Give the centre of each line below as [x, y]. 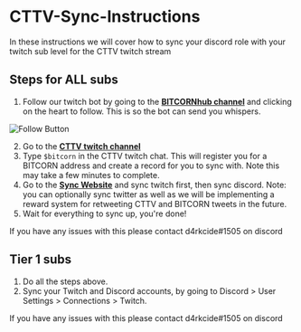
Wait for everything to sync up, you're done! [104, 213]
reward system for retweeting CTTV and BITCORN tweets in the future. [155, 204]
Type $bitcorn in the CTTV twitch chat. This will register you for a [145, 156]
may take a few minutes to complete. [91, 175]
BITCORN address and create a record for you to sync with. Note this [151, 166]
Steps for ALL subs [64, 80]
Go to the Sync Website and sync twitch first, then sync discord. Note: [154, 185]
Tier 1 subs [41, 260]
